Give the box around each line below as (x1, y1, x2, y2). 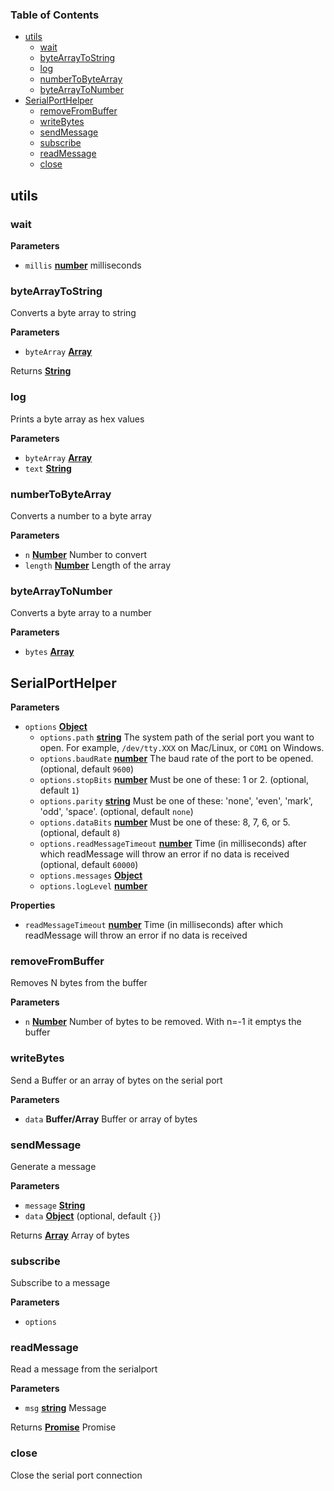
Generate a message (10, 1160, 97, 1172)
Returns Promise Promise (10, 1421, 117, 1433)
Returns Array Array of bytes (10, 1229, 130, 1241)
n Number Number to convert (24, 548, 147, 560)
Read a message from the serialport (10, 1363, 158, 1375)
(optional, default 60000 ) (39, 858, 139, 870)
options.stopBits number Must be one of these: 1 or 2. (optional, (39, 773, 310, 785)
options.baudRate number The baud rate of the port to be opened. (39, 752, 314, 764)
